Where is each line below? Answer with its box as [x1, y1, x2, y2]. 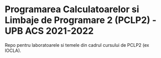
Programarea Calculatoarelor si [5, 4, 139, 15]
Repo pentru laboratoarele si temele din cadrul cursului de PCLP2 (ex [5, 42, 149, 48]
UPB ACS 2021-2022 [5, 25, 94, 37]
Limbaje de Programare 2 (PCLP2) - [5, 14, 157, 26]
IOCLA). [5, 47, 21, 53]
